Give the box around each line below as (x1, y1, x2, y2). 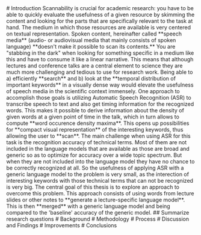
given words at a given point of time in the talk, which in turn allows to (6, 113, 179, 120)
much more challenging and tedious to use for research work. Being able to (6, 69, 193, 76)
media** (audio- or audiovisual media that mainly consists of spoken (6, 37, 176, 43)
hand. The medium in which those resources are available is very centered (6, 24, 191, 31)
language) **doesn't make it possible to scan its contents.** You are (6, 43, 176, 50)
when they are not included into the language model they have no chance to (6, 158, 195, 165)
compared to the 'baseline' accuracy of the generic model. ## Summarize (6, 209, 190, 216)
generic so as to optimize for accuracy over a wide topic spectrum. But (6, 151, 182, 159)
